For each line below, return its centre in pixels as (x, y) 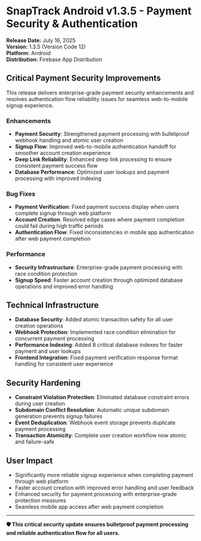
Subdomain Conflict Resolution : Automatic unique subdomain (92, 410)
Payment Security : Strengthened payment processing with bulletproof (102, 134)
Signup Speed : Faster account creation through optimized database (99, 280)
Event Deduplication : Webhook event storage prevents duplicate (95, 423)
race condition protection (46, 273)
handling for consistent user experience (64, 364)
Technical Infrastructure (53, 306)
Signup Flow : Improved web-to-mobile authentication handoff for (95, 147)
